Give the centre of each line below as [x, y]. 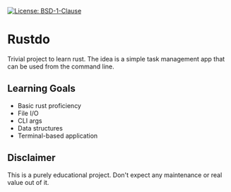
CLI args [30, 121]
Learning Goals [42, 89]
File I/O [28, 113]
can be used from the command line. [61, 66]
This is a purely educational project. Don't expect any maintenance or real [115, 175]
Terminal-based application [58, 136]
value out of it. [28, 182]
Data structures [40, 128]
